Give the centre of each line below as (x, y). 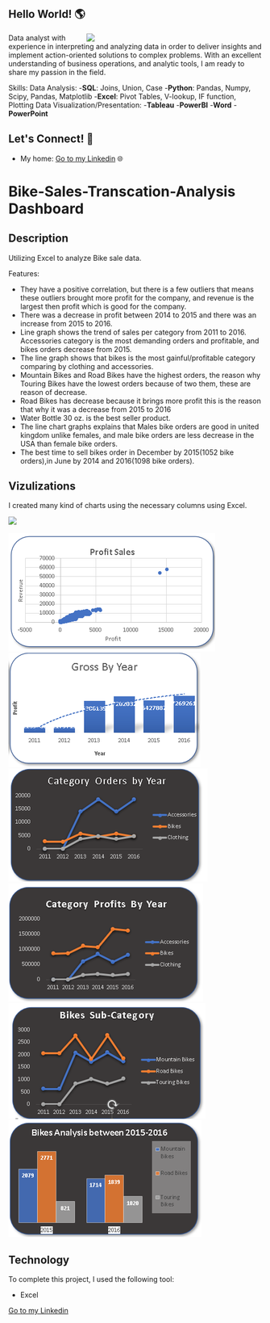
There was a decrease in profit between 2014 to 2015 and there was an (138, 315)
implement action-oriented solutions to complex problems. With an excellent (135, 55)
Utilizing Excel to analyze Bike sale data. (75, 258)
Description (38, 239)
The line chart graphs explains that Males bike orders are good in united (139, 426)
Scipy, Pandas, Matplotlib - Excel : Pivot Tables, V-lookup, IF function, (122, 96)
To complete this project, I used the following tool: (91, 1279)
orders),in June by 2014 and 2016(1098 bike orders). (107, 460)
